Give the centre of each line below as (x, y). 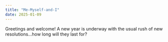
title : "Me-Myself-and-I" (32, 10)
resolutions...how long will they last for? (46, 34)
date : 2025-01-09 (23, 14)
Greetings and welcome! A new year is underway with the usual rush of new (84, 28)
